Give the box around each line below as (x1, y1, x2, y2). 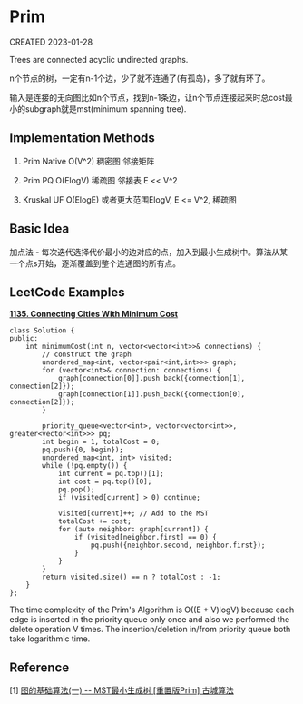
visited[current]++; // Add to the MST (57, 509, 209, 519)
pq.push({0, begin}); (42, 445, 124, 455)
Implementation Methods (9, 130, 156, 146)
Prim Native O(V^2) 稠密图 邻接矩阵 (22, 155, 155, 166)
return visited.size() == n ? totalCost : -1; (42, 572, 221, 582)
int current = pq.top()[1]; (57, 470, 165, 479)
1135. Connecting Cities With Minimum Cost (9, 309, 179, 320)
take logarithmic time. (9, 633, 91, 644)
